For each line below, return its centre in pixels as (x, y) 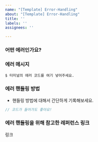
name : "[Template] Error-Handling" (41, 10)
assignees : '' (20, 28)
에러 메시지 (17, 64)
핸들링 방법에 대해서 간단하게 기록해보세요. (53, 100)
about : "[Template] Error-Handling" (42, 14)
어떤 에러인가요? (23, 50)
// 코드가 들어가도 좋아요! (29, 110)
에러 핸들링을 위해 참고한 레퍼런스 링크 (47, 123)
